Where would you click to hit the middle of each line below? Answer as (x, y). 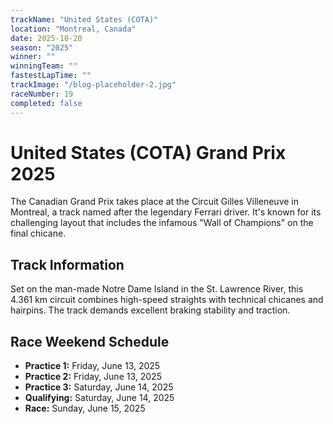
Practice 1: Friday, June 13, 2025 (92, 366)
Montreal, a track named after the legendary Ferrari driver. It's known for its (166, 212)
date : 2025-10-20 (46, 38)
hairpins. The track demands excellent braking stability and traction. (150, 310)
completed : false (46, 103)
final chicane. (38, 233)
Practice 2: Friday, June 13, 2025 (93, 377)
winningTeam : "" (44, 66)
